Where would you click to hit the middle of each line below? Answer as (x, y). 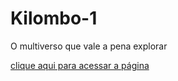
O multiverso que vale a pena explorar (89, 46)
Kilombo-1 (54, 18)
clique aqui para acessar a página (80, 65)
